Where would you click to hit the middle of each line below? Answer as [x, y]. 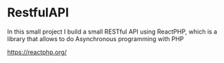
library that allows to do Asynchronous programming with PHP [95, 38]
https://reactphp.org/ [37, 52]
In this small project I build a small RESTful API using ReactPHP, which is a [112, 32]
